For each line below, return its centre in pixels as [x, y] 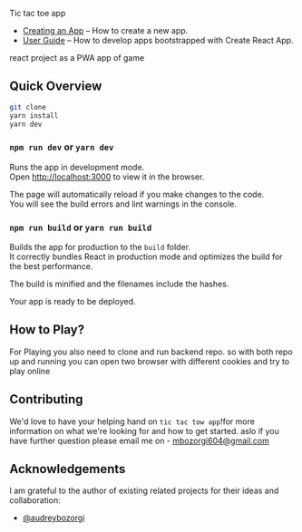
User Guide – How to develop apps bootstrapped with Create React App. [158, 40]
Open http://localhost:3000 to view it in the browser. [107, 177]
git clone [28, 107]
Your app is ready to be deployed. [73, 302]
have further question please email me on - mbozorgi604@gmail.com [139, 440]
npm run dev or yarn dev [62, 147]
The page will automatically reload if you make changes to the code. [137, 194]
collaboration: [35, 500]
